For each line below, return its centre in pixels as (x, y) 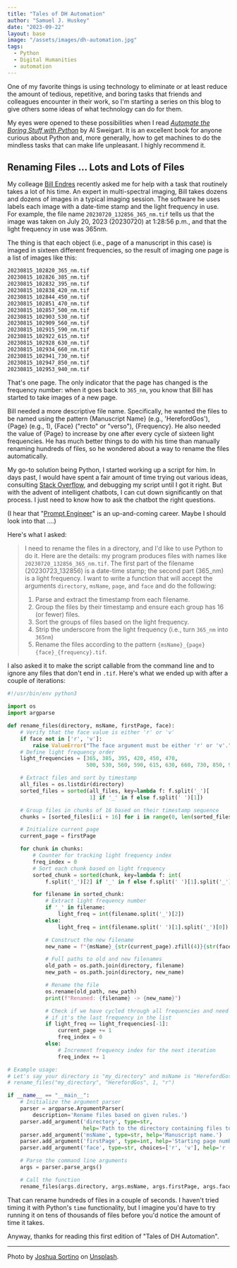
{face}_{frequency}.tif (70, 653)
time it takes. (26, 1222)
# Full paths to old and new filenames (103, 959)
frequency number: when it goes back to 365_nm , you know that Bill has (110, 390)
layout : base (26, 34)
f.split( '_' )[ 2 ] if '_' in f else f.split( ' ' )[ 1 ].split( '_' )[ (140, 882)
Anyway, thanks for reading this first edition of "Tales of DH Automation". (113, 1236)
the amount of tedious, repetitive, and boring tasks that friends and (105, 94)
